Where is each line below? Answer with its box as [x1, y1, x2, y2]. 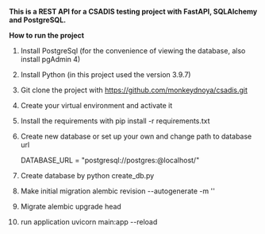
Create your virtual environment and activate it [20, 101, 173, 110]
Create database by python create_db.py [20, 171, 155, 180]
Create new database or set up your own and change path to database [20, 131, 252, 141]
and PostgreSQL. [9, 15, 67, 25]
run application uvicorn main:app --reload [20, 217, 158, 226]
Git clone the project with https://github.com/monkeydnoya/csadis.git [20, 85, 248, 95]
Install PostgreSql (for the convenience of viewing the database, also [20, 46, 246, 55]
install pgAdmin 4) [20, 55, 81, 64]
